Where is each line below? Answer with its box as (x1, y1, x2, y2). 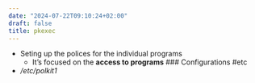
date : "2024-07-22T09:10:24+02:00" (8, 11, 128, 20)
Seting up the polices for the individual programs (19, 49, 183, 59)
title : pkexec (8, 27, 56, 35)
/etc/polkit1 (19, 66, 58, 76)
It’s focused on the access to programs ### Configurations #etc (31, 57, 248, 67)
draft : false (8, 19, 52, 27)
